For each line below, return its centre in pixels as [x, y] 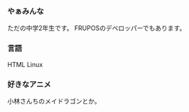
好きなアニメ [29, 84]
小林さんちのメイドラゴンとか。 [54, 101]
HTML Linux [25, 64]
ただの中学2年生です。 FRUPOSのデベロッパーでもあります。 [97, 28]
